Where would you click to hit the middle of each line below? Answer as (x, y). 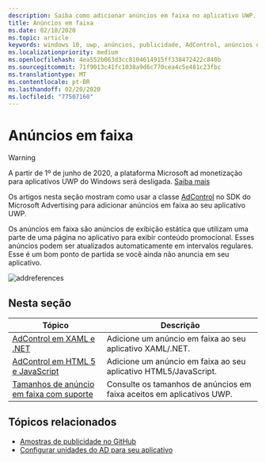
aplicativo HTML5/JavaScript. (161, 371)
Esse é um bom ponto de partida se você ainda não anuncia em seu (119, 254)
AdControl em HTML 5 (54, 361)
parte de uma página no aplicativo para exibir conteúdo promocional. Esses (131, 238)
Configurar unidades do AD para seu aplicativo (96, 449)
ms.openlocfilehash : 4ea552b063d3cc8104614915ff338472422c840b (115, 60)
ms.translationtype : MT (47, 74)
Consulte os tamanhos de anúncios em (179, 384)
